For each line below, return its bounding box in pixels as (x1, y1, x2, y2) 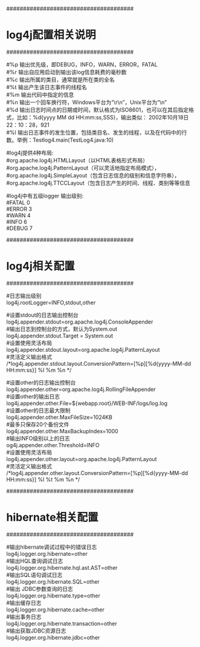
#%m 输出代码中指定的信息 (6, 91, 74, 98)
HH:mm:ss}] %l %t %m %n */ (6, 476, 80, 483)
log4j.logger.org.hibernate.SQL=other (6, 578, 100, 585)
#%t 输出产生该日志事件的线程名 (6, 83, 88, 91)
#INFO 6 (6, 218, 27, 225)
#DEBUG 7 (6, 225, 33, 232)
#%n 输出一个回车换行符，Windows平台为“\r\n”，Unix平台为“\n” (6, 98, 167, 106)
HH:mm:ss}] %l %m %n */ (6, 366, 72, 374)
